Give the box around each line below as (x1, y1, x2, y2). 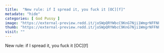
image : (5, 20, 19, 26)
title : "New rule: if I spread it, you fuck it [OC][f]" (5, 7, 125, 12)
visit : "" (5, 29, 25, 34)
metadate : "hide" (5, 12, 41, 16)
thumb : (5, 25, 19, 30)
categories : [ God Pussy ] (5, 16, 60, 21)
